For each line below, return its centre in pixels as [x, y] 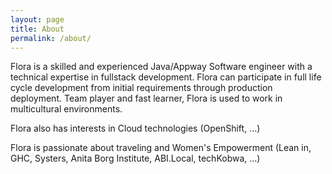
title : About [37, 29]
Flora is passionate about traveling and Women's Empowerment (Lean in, [161, 148]
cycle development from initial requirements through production [141, 88]
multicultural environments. [66, 109]
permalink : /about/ [51, 38]
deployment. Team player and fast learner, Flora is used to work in [146, 98]
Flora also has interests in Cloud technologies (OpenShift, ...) [135, 128]
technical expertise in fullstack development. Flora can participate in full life [166, 77]
